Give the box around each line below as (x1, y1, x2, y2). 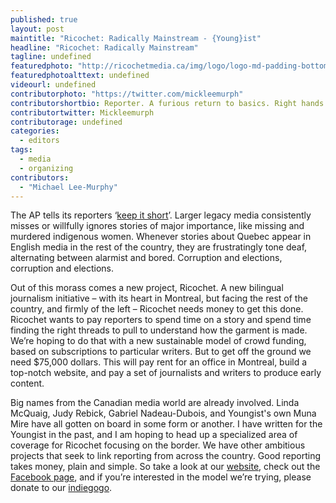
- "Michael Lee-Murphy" (19, 182, 118, 192)
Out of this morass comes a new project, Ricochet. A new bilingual (10, 282, 284, 294)
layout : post (10, 24, 65, 34)
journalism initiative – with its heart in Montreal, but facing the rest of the (10, 292, 308, 305)
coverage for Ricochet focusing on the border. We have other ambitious (10, 439, 306, 451)
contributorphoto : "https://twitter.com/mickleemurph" (10, 89, 244, 99)
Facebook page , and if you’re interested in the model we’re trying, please (10, 471, 312, 483)
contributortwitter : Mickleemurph (10, 107, 155, 118)
